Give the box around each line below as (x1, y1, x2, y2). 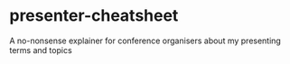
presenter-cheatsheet (9, 5, 179, 26)
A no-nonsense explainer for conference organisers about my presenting (9, 35, 282, 46)
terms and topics (9, 44, 72, 55)
